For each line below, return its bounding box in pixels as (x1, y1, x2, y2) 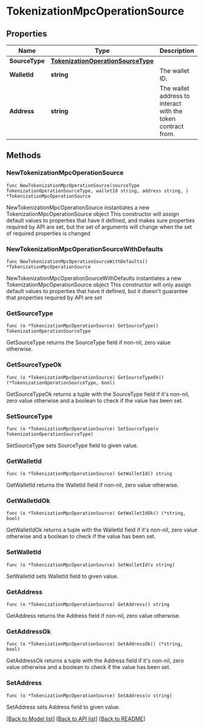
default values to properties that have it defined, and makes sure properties (6, 217, 195, 224)
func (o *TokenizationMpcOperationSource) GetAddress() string (6, 601, 170, 608)
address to (159, 92, 190, 100)
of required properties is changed (6, 229, 90, 237)
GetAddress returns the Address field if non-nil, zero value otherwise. (6, 612, 181, 620)
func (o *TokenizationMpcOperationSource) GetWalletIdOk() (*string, (6, 510, 186, 516)
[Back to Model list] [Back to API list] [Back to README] (6, 715, 146, 722)
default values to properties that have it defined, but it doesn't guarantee (6, 287, 188, 294)
